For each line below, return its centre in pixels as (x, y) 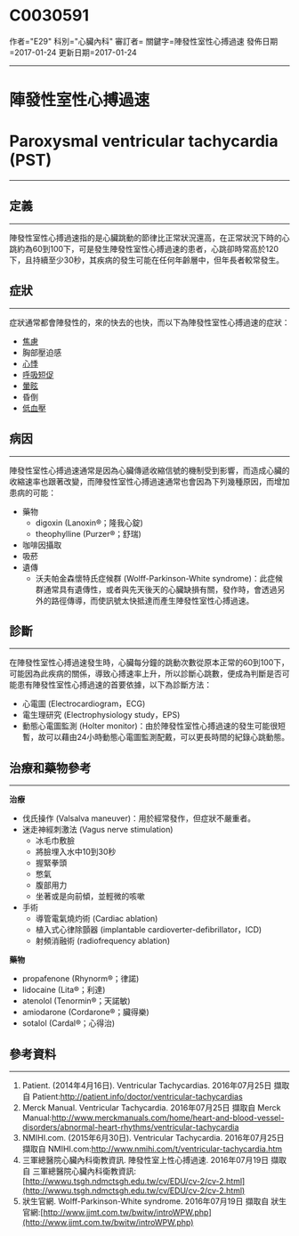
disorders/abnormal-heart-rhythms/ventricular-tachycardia (130, 1126)
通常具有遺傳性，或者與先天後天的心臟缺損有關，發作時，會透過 (160, 590)
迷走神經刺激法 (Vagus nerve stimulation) (97, 830)
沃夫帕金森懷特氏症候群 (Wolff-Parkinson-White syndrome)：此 (151, 578)
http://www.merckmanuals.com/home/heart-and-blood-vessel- (168, 1118)
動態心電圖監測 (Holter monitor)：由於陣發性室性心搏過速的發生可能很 (150, 726)
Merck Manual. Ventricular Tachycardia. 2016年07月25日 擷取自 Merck (151, 1107)
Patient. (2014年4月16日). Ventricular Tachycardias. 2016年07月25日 (147, 1085)
